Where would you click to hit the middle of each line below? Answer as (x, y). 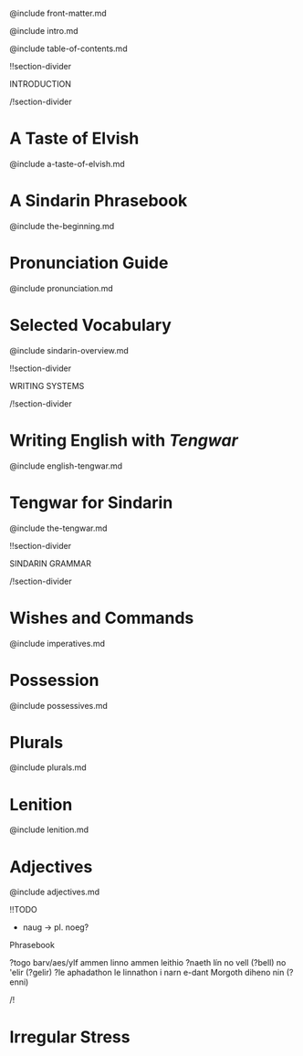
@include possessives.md (58, 705)
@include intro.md (44, 31)
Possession (54, 680)
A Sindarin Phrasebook (99, 201)
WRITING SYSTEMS (47, 385)
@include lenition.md (49, 829)
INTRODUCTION (40, 84)
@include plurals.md (48, 767)
